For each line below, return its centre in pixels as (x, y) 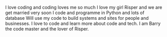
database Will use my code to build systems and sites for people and (77, 18)
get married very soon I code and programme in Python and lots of (75, 13)
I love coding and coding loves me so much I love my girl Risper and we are (84, 7)
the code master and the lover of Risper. (47, 29)
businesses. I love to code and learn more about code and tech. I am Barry (83, 23)
